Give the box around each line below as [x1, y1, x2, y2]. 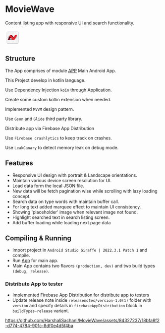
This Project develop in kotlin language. [5, 77, 86, 83]
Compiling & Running [5, 234, 72, 242]
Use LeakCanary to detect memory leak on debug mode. [5, 144, 119, 150]
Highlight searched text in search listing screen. [12, 214, 110, 220]
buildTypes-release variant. [12, 308, 69, 314]
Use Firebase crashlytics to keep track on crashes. [5, 135, 112, 141]
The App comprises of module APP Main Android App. [5, 67, 116, 73]
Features [5, 159, 33, 167]
